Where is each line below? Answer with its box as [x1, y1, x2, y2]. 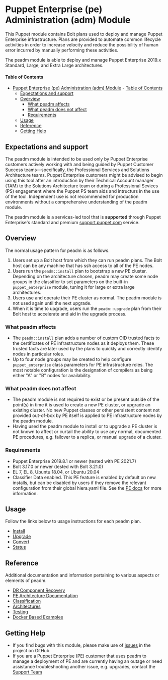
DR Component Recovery [12, 587, 65, 594]
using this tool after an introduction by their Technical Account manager [5, 177, 154, 183]
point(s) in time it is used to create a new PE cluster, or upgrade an [12, 402, 151, 408]
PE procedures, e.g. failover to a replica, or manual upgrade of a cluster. [12, 434, 162, 440]
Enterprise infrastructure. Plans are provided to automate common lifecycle [5, 36, 161, 42]
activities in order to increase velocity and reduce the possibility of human [5, 41, 158, 47]
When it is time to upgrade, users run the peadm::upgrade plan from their [12, 305, 162, 311]
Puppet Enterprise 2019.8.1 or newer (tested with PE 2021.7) [12, 458, 137, 464]
